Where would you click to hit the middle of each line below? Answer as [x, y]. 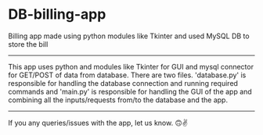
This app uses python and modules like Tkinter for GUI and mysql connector [131, 66]
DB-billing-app [57, 14]
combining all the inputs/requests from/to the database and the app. [118, 100]
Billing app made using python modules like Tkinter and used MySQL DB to [129, 36]
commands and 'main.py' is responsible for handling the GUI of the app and [130, 91]
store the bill [28, 44]
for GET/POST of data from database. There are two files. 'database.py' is [127, 75]
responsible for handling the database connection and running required [123, 83]
